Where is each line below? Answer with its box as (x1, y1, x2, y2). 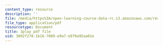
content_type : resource (5, 7, 53, 12)
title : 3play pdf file (5, 29, 51, 34)
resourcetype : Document (5, 25, 53, 30)
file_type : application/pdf (5, 20, 62, 25)
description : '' (5, 11, 38, 16)
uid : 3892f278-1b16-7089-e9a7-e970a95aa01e (5, 34, 95, 39)
